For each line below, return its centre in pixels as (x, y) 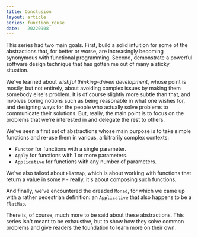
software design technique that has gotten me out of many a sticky (88, 64)
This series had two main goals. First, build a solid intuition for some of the (97, 45)
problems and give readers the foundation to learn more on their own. (91, 228)
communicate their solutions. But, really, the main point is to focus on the (95, 113)
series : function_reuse (36, 23)
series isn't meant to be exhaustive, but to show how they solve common (95, 222)
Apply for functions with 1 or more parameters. (71, 156)
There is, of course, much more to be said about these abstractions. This (95, 215)
